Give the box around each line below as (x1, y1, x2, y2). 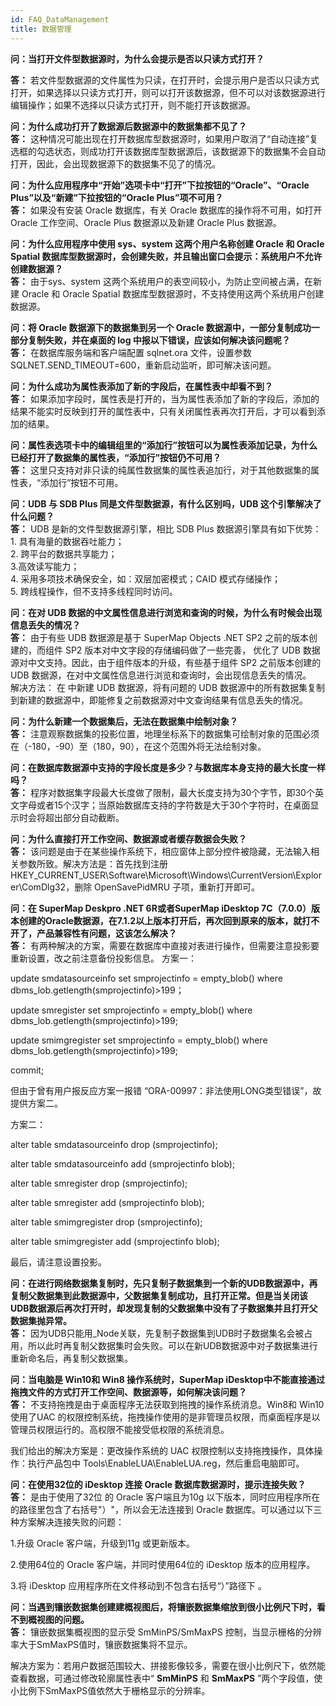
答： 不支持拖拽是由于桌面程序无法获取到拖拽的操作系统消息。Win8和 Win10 (10, 1398, 325, 1410)
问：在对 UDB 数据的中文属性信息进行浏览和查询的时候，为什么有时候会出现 (10, 606, 323, 618)
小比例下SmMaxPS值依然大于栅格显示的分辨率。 (10, 1684, 211, 1696)
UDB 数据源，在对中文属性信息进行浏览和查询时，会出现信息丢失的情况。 (10, 669, 312, 681)
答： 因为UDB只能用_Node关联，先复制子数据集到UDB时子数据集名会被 (10, 1327, 305, 1339)
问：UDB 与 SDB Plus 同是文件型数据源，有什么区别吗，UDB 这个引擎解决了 (10, 497, 322, 510)
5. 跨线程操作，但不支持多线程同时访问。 (10, 585, 178, 597)
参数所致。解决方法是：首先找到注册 (18, 857, 168, 870)
